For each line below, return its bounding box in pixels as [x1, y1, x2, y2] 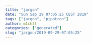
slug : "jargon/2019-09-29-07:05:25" [5, 30, 82, 35]
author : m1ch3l [5, 21, 37, 26]
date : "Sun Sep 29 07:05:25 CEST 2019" [5, 12, 89, 17]
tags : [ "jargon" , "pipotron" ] [5, 16, 69, 21]
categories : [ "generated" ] [5, 26, 62, 31]
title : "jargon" [5, 7, 39, 12]
